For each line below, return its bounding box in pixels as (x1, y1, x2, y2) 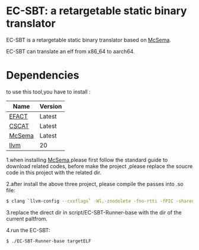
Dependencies (6, 69, 79, 82)
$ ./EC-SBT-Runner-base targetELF (6, 238, 92, 244)
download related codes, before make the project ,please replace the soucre (6, 162, 193, 169)
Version (39, 102, 62, 110)
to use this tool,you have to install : (6, 88, 91, 95)
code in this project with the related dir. (6, 169, 102, 176)
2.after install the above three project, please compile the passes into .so (6, 180, 184, 187)
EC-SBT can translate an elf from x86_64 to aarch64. (6, 47, 135, 55)
